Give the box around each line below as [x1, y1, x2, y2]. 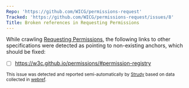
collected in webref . [6, 77, 46, 83]
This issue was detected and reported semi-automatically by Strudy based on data [6, 71, 175, 77]
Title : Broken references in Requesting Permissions [6, 19, 140, 25]
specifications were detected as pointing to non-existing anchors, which [6, 42, 183, 49]
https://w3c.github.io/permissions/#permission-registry [14, 60, 152, 67]
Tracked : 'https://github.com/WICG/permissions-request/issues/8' [6, 14, 174, 20]
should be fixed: [6, 48, 46, 56]
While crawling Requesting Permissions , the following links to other [6, 36, 171, 43]
